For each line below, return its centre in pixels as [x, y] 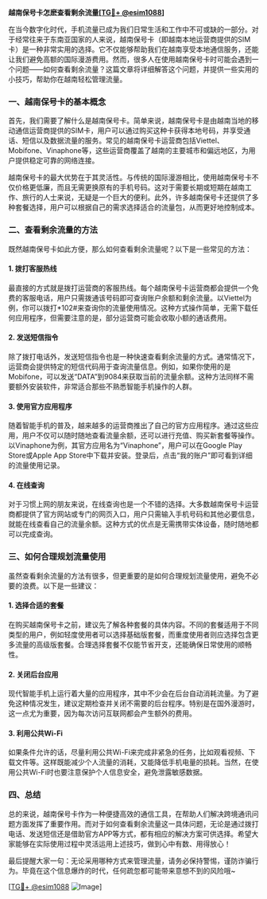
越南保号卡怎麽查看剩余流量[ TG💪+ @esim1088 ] [87, 12]
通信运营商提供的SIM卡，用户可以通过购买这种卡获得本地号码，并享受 [129, 131]
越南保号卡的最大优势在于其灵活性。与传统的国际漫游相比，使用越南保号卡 [130, 178]
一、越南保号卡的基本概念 [57, 101]
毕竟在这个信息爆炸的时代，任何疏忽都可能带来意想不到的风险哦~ [129, 870]
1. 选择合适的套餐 [36, 606]
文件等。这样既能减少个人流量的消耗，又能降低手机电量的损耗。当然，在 [133, 762]
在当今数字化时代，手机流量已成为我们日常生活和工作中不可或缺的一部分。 [130, 29]
